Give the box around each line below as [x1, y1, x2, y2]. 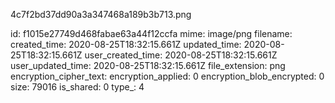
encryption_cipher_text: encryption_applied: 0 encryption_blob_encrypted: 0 [10, 70, 325, 82]
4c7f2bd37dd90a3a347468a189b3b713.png [10, 9, 192, 20]
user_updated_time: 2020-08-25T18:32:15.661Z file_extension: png [10, 60, 286, 71]
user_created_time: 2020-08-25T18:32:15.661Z [84, 49, 278, 61]
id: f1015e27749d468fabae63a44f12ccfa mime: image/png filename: [10, 28, 293, 39]
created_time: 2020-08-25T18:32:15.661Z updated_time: [10, 39, 242, 50]
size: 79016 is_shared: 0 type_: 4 [10, 81, 145, 93]
